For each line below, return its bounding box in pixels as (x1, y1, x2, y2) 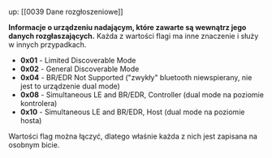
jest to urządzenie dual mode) (19, 81, 120, 91)
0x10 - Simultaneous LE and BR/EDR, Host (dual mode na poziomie (19, 107, 245, 117)
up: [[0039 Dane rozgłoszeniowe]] (8, 7, 123, 16)
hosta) (19, 116, 42, 125)
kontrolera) (19, 99, 58, 108)
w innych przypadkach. (8, 40, 87, 49)
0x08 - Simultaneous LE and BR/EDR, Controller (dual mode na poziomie (19, 90, 264, 100)
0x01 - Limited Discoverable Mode (19, 56, 136, 65)
